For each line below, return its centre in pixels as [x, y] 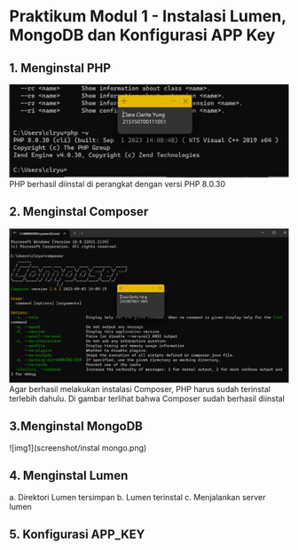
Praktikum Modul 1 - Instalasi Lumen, [148, 16]
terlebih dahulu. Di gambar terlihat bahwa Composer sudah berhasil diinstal [147, 398]
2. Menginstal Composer [79, 212]
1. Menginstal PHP [60, 68]
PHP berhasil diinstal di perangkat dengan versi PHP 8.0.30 [118, 184]
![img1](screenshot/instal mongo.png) [78, 448]
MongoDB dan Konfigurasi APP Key [142, 35]
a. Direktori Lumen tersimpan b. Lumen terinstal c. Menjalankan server [137, 497]
